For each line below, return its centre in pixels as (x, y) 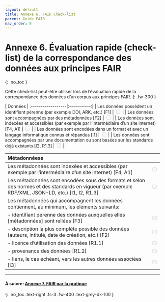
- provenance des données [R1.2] (47, 251)
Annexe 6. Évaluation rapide (64, 48)
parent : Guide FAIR (25, 19)
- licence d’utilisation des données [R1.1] (56, 243)
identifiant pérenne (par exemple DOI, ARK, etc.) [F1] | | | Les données (79, 112)
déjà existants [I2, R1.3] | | (35, 146)
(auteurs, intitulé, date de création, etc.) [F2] (59, 235)
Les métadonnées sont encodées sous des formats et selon (76, 181)
